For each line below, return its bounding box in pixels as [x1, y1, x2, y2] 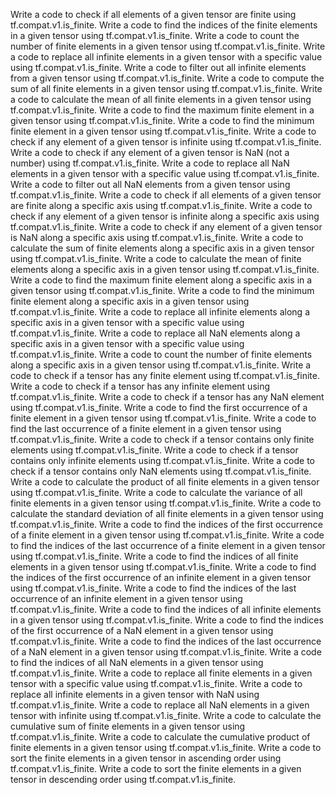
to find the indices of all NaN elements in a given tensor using [10, 657, 264, 668]
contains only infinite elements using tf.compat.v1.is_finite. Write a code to [10, 455, 315, 466]
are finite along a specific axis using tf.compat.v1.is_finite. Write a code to [10, 200, 313, 211]
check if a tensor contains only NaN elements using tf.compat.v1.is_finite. [10, 465, 312, 477]
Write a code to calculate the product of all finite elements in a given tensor [10, 476, 320, 488]
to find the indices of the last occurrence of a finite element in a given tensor [10, 540, 326, 551]
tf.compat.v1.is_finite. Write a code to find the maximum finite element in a [10, 104, 315, 116]
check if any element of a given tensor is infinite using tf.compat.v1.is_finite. [10, 136, 322, 148]
